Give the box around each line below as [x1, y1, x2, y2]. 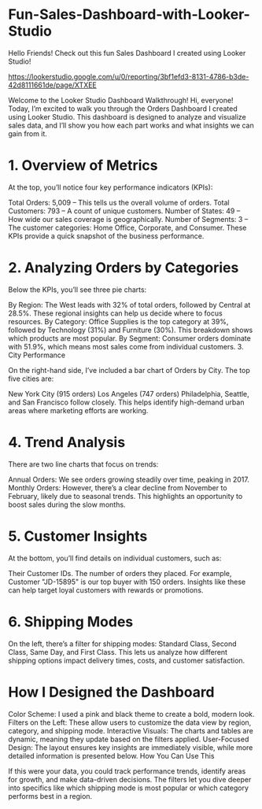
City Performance [8, 350, 66, 360]
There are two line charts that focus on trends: [8, 459, 159, 469]
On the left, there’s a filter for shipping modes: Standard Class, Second [8, 639, 238, 648]
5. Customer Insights [8, 527, 148, 545]
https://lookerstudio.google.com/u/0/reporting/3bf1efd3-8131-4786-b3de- [8, 72, 249, 81]
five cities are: [8, 374, 54, 383]
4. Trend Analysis [8, 434, 126, 451]
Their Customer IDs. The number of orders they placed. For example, [8, 568, 232, 578]
